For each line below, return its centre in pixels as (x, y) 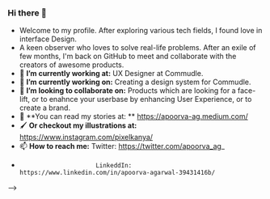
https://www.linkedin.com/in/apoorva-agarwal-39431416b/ (117, 173)
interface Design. (48, 39)
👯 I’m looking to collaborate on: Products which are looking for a (127, 91)
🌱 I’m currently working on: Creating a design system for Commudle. (135, 82)
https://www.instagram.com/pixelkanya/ (86, 138)
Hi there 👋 (27, 13)
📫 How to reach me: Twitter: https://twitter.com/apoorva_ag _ (122, 146)
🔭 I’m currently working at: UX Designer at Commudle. (111, 74)
